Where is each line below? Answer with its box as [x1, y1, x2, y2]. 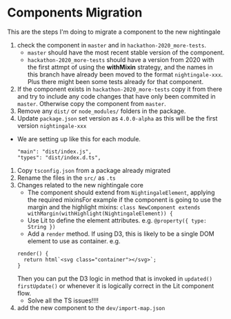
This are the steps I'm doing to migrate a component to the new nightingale [7, 28, 221, 36]
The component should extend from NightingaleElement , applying [27, 188, 215, 196]
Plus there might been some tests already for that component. [27, 77, 204, 85]
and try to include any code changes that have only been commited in [17, 92, 216, 101]
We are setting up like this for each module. [17, 134, 141, 143]
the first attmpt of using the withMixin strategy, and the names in [27, 63, 213, 71]
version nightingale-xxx [17, 121, 87, 130]
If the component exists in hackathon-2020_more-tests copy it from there [17, 85, 223, 93]
